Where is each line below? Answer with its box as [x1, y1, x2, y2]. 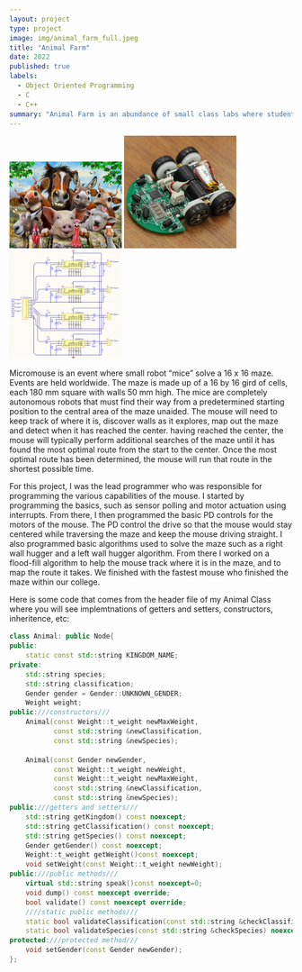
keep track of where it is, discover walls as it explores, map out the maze [9, 415, 279, 427]
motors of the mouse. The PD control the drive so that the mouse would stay [9, 519, 293, 531]
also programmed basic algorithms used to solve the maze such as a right [9, 539, 283, 550]
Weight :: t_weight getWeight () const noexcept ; [25, 850, 200, 859]
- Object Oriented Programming [17, 81, 135, 90]
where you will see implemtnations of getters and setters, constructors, [9, 604, 273, 614]
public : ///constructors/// [9, 708, 111, 717]
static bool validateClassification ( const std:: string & [25, 917, 244, 926]
